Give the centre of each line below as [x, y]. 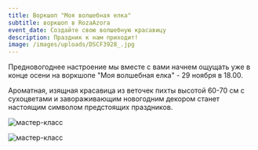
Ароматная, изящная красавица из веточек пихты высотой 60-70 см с [126, 90]
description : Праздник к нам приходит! [73, 37]
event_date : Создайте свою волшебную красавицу [87, 30]
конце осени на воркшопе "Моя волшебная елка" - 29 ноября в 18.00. [125, 75]
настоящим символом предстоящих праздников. [91, 108]
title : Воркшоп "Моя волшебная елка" [70, 15]
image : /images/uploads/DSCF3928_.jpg [71, 45]
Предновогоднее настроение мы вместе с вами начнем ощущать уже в [129, 67]
